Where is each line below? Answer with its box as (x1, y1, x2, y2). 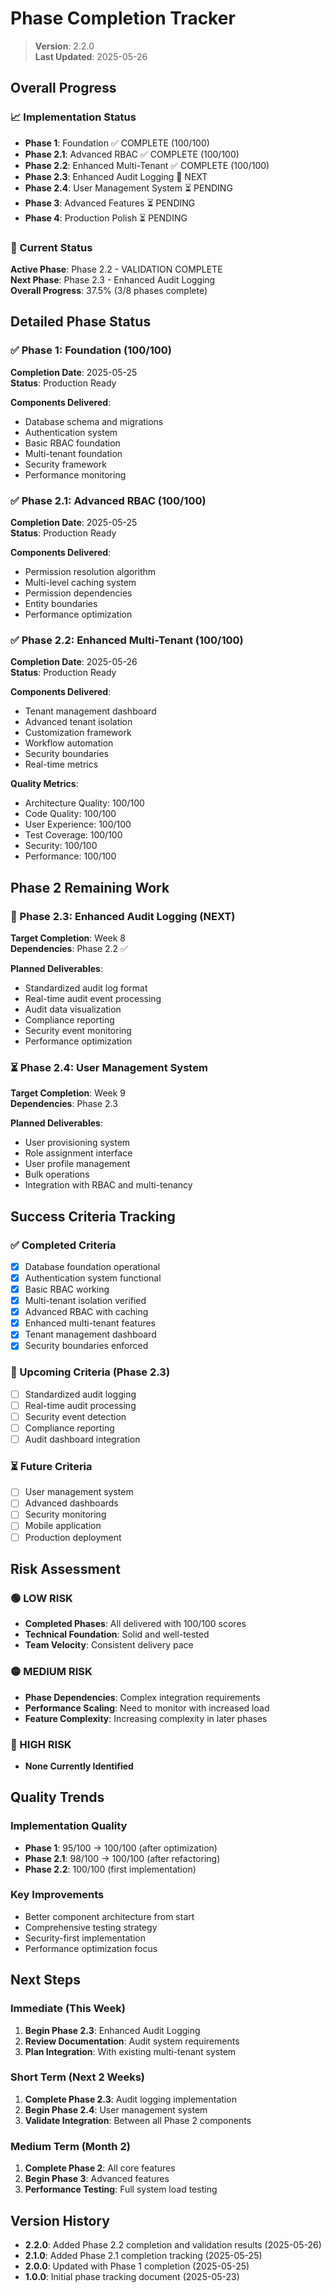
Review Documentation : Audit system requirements (24, 2035, 240, 2047)
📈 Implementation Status (10, 110, 137, 124)
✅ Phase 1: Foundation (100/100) (10, 343, 172, 357)
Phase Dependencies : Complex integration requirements (24, 1691, 261, 1703)
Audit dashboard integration (24, 1433, 141, 1445)
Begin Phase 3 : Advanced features (24, 2173, 170, 2185)
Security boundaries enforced (24, 1340, 149, 1352)
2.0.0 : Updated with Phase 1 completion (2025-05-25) (24, 2260, 250, 2272)
